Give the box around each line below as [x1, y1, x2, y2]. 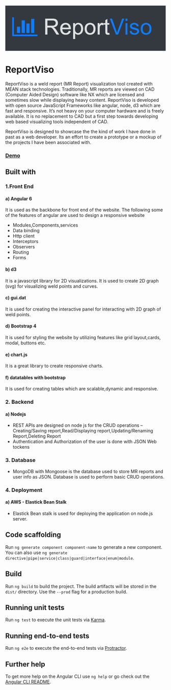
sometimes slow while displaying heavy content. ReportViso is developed [5, 97, 159, 103]
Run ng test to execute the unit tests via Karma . [5, 617, 106, 623]
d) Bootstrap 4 [5, 323, 37, 329]
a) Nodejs [5, 411, 26, 417]
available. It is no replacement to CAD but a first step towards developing [5, 113, 158, 119]
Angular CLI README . [5, 678, 51, 685]
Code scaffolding [5, 531, 61, 539]
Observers [12, 244, 35, 250]
